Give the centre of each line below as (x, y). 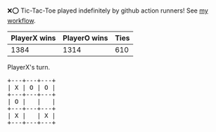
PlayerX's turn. (29, 67)
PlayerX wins (33, 38)
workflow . (21, 21)
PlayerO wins (85, 38)
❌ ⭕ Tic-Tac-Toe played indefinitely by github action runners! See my (108, 11)
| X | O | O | (32, 87)
